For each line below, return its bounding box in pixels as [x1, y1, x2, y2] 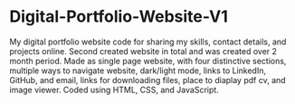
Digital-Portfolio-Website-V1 [9, 6, 229, 27]
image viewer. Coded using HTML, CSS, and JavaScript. [9, 84, 219, 95]
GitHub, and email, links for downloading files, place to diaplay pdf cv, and [9, 74, 287, 85]
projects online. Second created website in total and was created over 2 [9, 45, 278, 56]
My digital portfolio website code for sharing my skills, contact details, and [9, 36, 287, 47]
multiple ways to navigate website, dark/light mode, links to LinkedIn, [9, 65, 267, 76]
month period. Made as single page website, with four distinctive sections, [9, 55, 287, 66]
